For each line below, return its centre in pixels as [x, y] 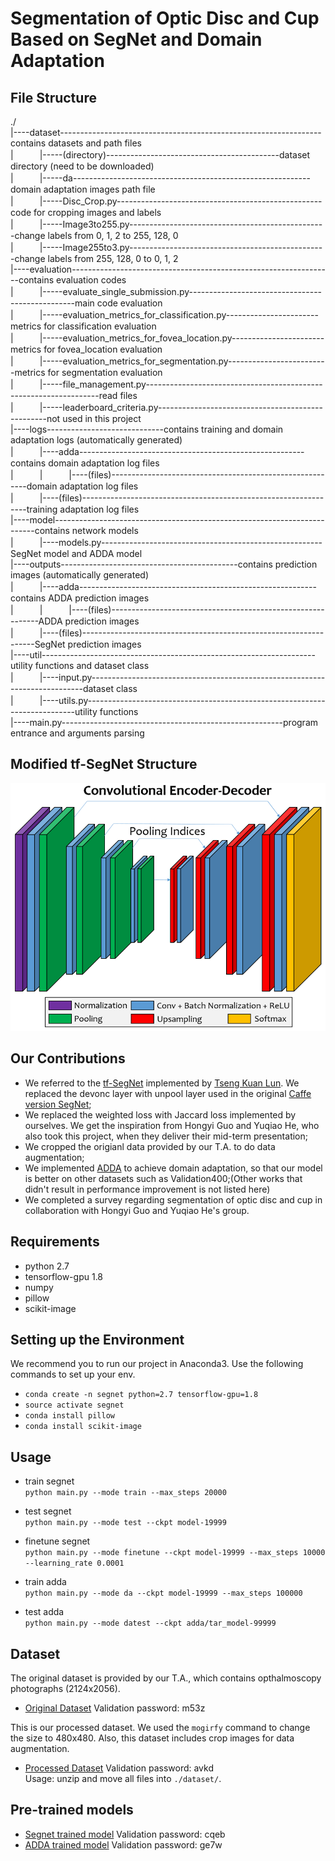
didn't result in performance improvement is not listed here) [147, 1189]
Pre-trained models [72, 1810]
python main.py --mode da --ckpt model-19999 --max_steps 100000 [163, 1593]
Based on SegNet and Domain [136, 39]
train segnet [49, 1481]
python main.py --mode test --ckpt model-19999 [125, 1523]
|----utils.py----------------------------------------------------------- [182, 700]
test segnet [48, 1511]
